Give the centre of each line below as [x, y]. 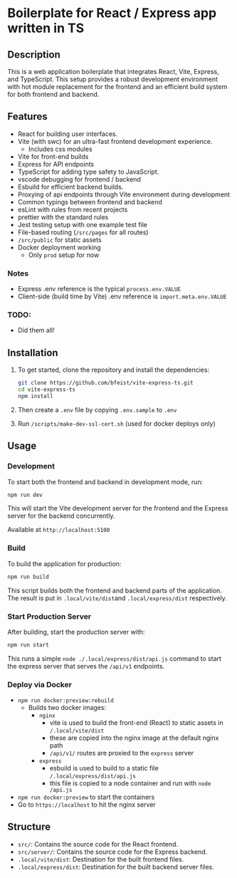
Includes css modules [60, 149]
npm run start [28, 645]
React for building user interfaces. [68, 134]
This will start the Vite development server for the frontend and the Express [118, 508]
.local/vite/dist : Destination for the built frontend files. [101, 859]
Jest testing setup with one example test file [83, 224]
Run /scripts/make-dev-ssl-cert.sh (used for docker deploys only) [116, 423]
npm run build [28, 577]
